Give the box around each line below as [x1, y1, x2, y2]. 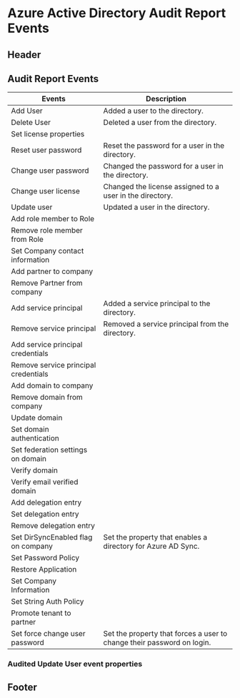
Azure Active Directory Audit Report [7, 5, 226, 21]
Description [146, 94, 187, 104]
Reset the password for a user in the [103, 141, 225, 151]
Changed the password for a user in [103, 161, 224, 171]
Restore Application [11, 565, 77, 575]
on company [11, 541, 54, 551]
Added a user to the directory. [103, 106, 204, 116]
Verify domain [11, 465, 59, 475]
